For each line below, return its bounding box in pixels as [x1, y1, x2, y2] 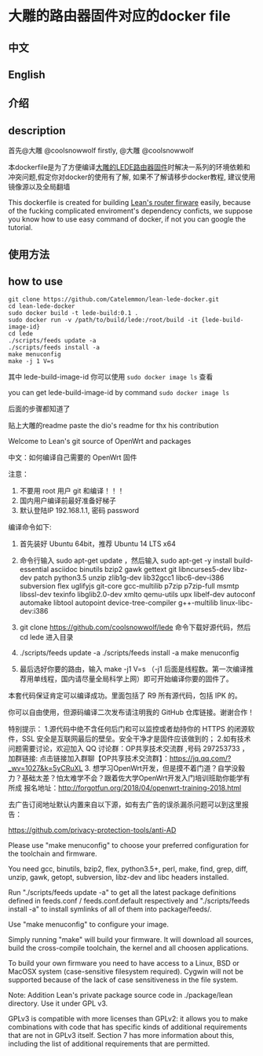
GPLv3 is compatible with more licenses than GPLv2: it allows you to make [8, 1014, 249, 1024]
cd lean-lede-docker [8, 302, 76, 310]
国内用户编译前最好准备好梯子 [19, 496, 116, 505]
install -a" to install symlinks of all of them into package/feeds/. [8, 904, 212, 914]
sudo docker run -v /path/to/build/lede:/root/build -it [8, 316, 199, 324]
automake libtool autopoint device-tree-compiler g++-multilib [19, 598, 218, 607]
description [8, 123, 66, 137]
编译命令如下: [8, 522, 53, 532]
